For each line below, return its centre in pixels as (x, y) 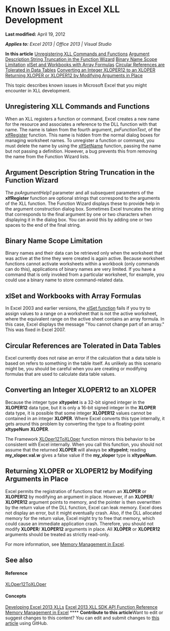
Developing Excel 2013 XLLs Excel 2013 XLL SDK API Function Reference (81, 607)
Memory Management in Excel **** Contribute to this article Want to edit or (84, 613)
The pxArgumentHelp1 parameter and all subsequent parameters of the (79, 192)
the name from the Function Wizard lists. (48, 156)
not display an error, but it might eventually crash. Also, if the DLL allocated (83, 513)
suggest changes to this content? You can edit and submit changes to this (82, 618)
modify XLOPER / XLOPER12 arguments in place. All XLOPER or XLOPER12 (83, 529)
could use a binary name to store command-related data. (65, 280)
